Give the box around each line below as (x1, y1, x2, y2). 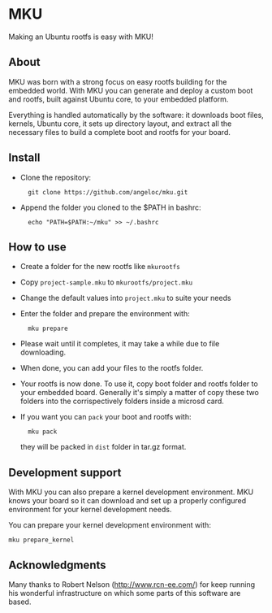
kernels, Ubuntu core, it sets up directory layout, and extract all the (8, 119, 232, 128)
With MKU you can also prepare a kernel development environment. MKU (8, 487, 254, 497)
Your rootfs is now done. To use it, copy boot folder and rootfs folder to (19, 379, 258, 389)
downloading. (19, 347, 67, 358)
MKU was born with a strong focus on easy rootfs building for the (8, 76, 227, 86)
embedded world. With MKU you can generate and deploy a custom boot (8, 85, 253, 95)
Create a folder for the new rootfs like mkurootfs (19, 262, 180, 272)
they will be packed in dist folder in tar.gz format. (19, 442, 187, 452)
